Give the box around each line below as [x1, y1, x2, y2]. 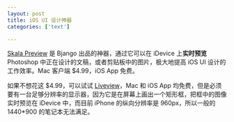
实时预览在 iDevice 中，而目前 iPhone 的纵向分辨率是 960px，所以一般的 [7, 99, 216, 107]
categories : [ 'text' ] [7, 23, 70, 30]
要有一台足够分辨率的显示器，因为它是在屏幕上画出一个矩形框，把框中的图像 [7, 90, 227, 98]
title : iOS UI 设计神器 [7, 17, 72, 24]
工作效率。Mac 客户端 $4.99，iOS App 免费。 [7, 67, 139, 75]
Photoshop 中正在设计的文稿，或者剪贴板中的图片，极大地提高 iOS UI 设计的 [7, 58, 226, 66]
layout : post [7, 10, 45, 17]
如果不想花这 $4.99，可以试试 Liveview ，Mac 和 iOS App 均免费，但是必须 [7, 82, 222, 90]
